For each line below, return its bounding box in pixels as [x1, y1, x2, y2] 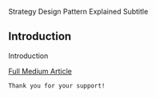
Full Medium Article [8, 66, 72, 76]
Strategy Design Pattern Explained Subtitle [8, 7, 149, 16]
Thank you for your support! [8, 81, 106, 90]
